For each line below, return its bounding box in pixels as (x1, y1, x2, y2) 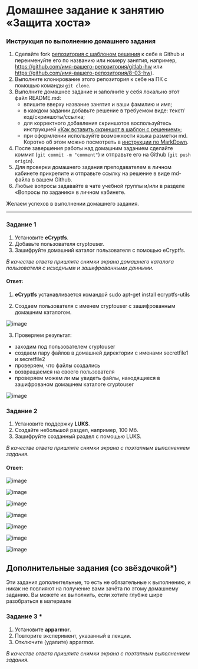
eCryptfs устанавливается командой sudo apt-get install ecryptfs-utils (14, 291, 190, 298)
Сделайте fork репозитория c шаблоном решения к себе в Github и (14, 51, 184, 58)
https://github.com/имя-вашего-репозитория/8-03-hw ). (14, 69, 154, 77)
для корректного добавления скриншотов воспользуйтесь (23, 119, 172, 127)
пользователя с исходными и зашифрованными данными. (6, 264, 154, 271)
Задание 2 (6, 407, 38, 415)
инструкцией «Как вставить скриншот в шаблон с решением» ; (23, 126, 182, 133)
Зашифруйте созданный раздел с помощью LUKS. (14, 433, 141, 440)
